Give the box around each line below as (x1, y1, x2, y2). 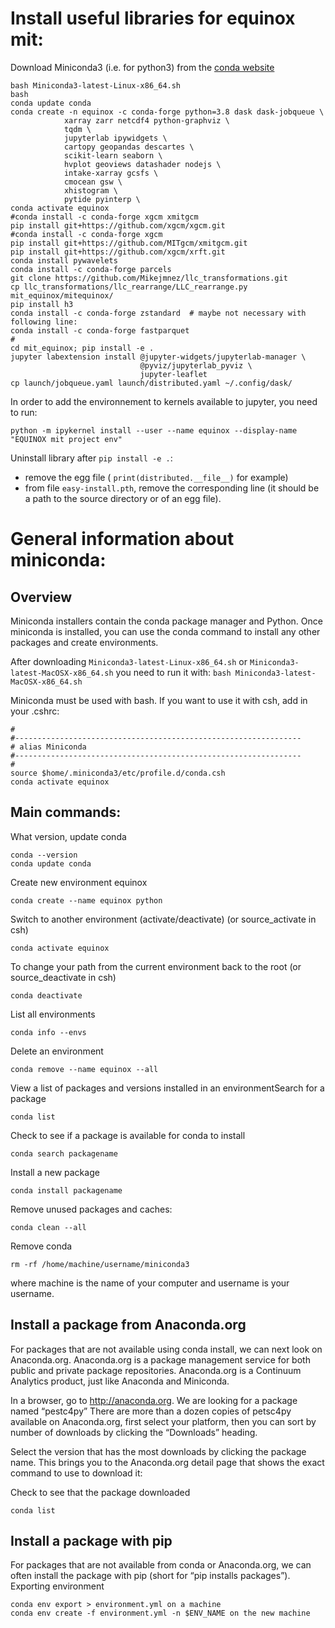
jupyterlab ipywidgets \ (63, 133, 168, 143)
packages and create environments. (10, 636, 159, 648)
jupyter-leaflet (139, 369, 208, 379)
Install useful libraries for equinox (10, 7, 296, 30)
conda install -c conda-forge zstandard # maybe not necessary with (10, 308, 307, 318)
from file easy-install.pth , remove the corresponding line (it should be (24, 482, 320, 494)
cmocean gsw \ (63, 177, 123, 187)
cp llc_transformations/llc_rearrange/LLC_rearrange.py (10, 282, 248, 292)
